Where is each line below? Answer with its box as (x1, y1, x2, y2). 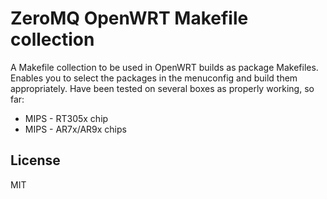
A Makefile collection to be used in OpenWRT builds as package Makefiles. (10, 61, 319, 73)
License (10, 152, 61, 169)
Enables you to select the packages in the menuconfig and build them (10, 72, 298, 84)
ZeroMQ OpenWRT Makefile (10, 7, 249, 30)
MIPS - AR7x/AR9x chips (24, 123, 127, 135)
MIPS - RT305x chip (24, 112, 109, 124)
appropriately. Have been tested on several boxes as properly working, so (10, 82, 315, 94)
